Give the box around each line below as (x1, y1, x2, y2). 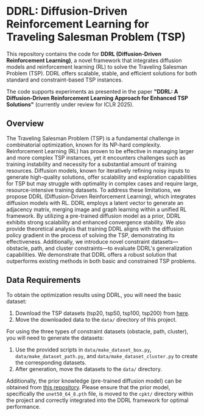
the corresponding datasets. (15, 359, 86, 366)
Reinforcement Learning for (6, 17, 149, 31)
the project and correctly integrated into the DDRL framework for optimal (6, 397, 189, 404)
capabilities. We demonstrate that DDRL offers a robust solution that (6, 251, 177, 258)
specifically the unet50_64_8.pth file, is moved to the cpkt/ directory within (6, 390, 194, 397)
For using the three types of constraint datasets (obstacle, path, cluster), (6, 327, 189, 335)
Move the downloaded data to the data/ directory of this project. (15, 316, 177, 323)
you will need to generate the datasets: (6, 334, 104, 341)
